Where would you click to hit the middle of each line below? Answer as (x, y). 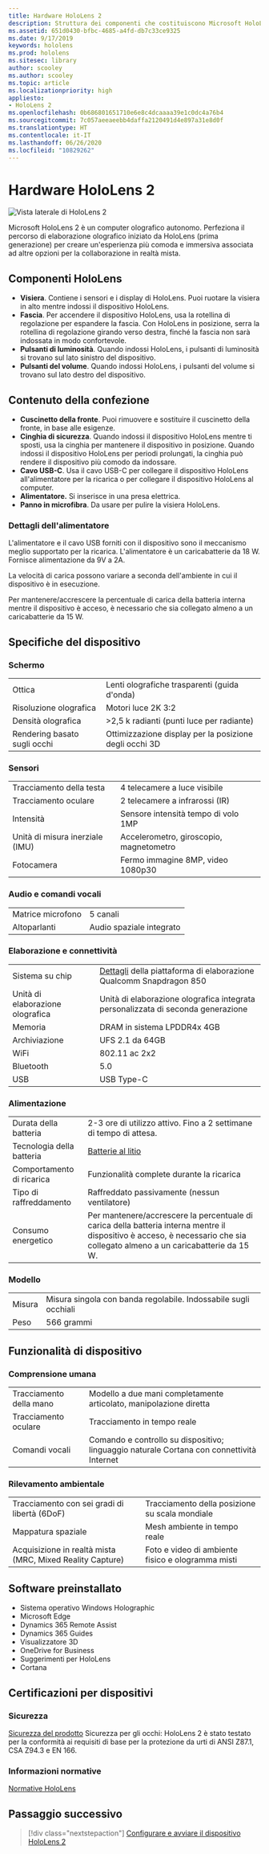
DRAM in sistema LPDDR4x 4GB (160, 1027)
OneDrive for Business (57, 1651)
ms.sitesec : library (43, 61)
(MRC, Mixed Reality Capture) (68, 1560)
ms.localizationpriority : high (60, 90)
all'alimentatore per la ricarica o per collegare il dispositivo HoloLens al (137, 479)
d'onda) (120, 694)
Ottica (24, 689)
